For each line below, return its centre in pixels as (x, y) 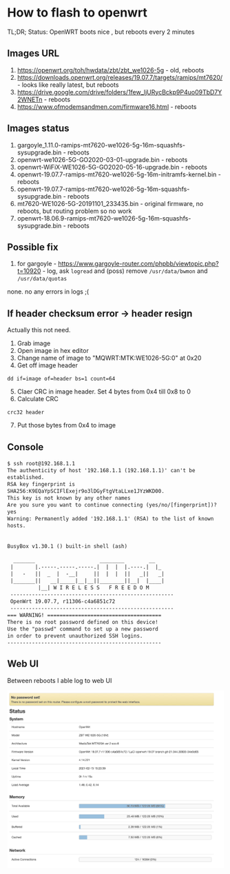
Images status (39, 129)
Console (25, 447)
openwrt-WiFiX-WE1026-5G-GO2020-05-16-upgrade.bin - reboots (112, 167)
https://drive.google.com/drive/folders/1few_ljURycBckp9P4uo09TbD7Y (119, 92)
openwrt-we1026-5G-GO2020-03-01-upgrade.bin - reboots (102, 159)
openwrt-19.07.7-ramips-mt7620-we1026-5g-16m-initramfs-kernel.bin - (119, 174)
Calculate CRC (38, 399)
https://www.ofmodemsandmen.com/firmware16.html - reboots (107, 106)
